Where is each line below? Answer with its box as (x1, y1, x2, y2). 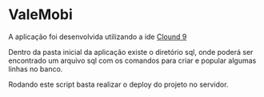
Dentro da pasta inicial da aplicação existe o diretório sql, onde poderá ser (8, 47, 254, 56)
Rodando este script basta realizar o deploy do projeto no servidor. (8, 80, 229, 89)
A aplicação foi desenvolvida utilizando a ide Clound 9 (8, 32, 187, 41)
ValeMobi (8, 6, 74, 24)
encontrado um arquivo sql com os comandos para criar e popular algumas (8, 56, 257, 65)
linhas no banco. (8, 64, 63, 73)
